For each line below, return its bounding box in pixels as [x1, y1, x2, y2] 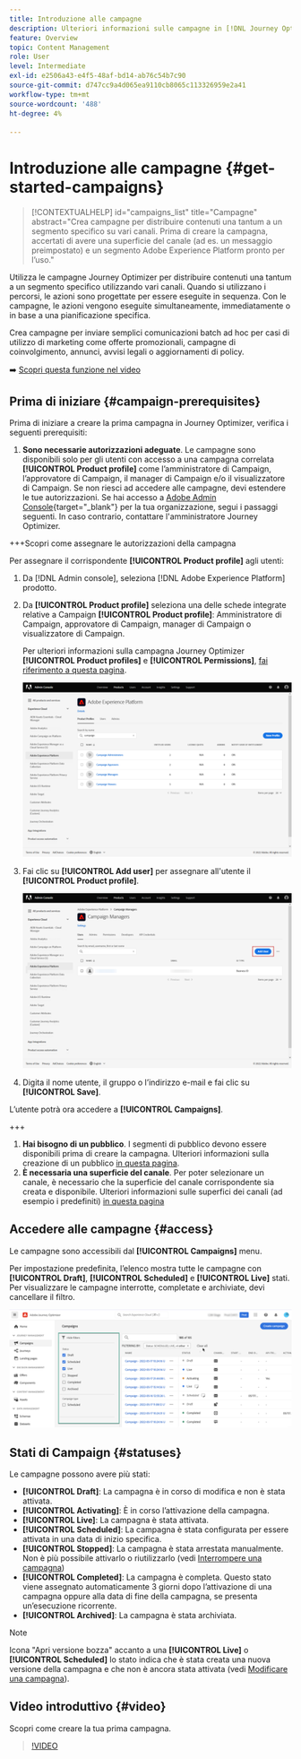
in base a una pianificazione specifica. [9, 310, 150, 321]
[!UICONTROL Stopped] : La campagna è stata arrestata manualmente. [21, 1543, 284, 1555]
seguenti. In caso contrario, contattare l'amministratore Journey [21, 511, 258, 522]
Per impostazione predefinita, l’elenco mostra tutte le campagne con [9, 1262, 262, 1273]
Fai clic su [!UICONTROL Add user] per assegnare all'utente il [21, 866, 251, 877]
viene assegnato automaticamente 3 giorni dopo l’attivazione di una [21, 1581, 272, 1592]
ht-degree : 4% [9, 108, 63, 118]
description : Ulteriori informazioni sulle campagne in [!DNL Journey [9, 23, 279, 33]
